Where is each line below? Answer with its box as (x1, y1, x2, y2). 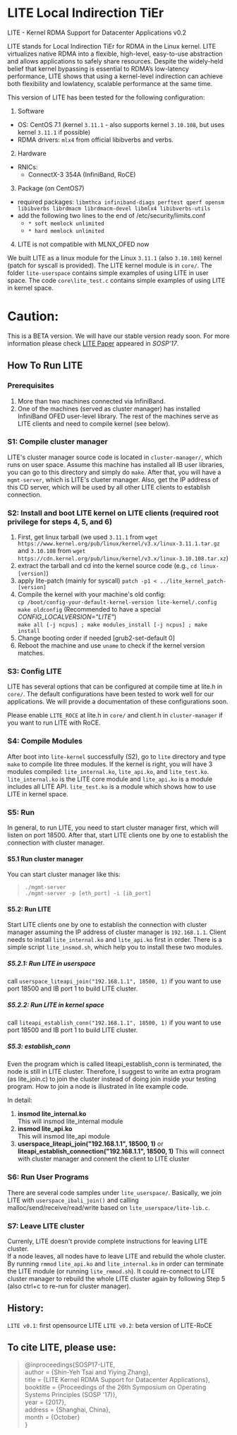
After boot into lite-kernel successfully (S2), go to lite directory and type (7, 752, 226, 761)
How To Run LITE (7, 360, 83, 372)
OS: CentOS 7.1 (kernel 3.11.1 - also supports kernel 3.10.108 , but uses (17, 120, 225, 128)
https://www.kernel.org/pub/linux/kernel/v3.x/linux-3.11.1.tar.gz (17, 540, 220, 547)
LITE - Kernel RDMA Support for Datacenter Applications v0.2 (7, 28, 187, 37)
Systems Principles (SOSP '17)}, (24, 1390, 118, 1398)
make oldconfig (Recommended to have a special (17, 605, 161, 614)
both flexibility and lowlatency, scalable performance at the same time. (7, 79, 213, 87)
